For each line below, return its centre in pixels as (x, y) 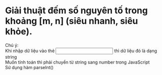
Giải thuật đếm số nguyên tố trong (77, 11)
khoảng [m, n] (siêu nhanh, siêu (72, 21)
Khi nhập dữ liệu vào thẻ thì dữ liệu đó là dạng (81, 51)
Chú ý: (12, 45)
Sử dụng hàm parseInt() (29, 67)
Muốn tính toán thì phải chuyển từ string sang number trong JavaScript (78, 62)
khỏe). (19, 32)
